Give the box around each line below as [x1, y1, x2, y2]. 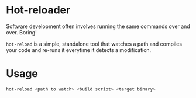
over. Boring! [6, 29, 37, 36]
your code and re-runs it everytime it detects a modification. [6, 46, 152, 53]
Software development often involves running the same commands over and [6, 23, 190, 30]
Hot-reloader [6, 3, 71, 17]
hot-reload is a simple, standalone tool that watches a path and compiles [6, 40, 183, 47]
